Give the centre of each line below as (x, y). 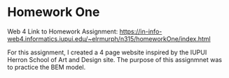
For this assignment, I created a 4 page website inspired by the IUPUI (107, 52)
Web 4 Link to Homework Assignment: (63, 31)
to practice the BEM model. (47, 67)
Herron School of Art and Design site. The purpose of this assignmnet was (115, 59)
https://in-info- (141, 31)
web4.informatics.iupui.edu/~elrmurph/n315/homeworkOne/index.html (109, 38)
